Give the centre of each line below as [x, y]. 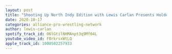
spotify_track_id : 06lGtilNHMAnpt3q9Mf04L [51, 34]
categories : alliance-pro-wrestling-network [53, 24]
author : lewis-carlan [28, 29]
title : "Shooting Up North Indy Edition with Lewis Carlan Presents [80, 15]
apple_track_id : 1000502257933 [39, 44]
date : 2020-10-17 [24, 20]
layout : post [19, 10]
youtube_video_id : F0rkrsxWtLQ [39, 39]
